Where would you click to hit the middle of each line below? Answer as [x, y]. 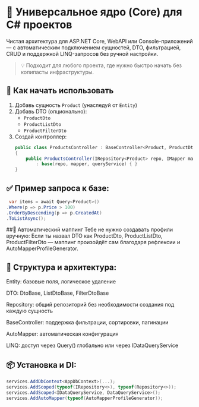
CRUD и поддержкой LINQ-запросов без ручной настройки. [82, 53]
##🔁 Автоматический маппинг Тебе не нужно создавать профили [90, 230]
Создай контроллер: [41, 137]
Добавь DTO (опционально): [51, 111]
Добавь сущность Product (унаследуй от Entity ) [76, 105]
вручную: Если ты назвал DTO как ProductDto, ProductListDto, [84, 236]
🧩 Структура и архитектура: [61, 267]
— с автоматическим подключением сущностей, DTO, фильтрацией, [94, 48]
